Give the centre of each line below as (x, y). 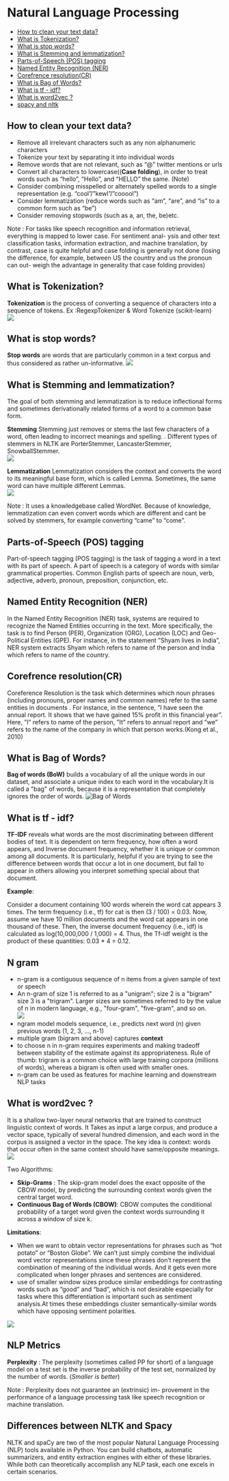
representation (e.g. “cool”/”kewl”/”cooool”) (78, 193)
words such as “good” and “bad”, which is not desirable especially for (115, 1289)
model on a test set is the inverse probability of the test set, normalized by (111, 1369)
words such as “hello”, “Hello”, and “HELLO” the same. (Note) (103, 179)
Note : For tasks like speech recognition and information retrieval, (99, 228)
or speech (31, 987)
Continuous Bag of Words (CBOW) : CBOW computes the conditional (114, 1204)
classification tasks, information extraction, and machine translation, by (107, 243)
